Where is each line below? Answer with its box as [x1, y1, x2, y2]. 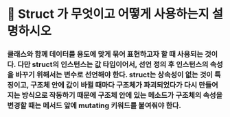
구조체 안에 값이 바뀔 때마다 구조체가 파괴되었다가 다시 [30, 80, 198, 90]
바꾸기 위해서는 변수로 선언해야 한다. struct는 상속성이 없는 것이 [14, 70, 213, 79]
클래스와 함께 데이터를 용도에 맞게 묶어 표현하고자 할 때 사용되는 [7, 49, 204, 59]
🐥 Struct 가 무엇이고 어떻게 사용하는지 [7, 6, 209, 22]
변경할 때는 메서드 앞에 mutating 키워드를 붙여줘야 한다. [7, 101, 182, 110]
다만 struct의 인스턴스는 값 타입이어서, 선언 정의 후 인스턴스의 [16, 60, 209, 69]
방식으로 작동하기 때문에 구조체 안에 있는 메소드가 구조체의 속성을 [21, 90, 223, 100]
